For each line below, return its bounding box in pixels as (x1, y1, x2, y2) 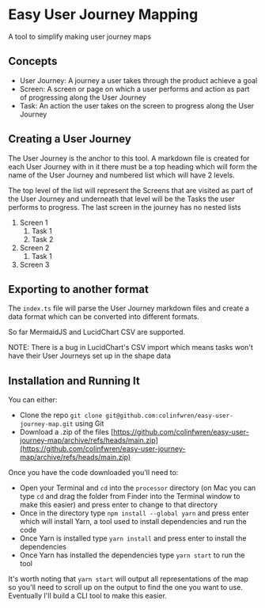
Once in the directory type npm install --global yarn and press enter (19, 508, 249, 518)
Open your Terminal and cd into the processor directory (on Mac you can (19, 483, 256, 492)
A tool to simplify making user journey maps (8, 32, 152, 41)
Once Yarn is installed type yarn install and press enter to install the (19, 534, 247, 543)
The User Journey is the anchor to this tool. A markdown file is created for (8, 153, 250, 163)
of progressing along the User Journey (19, 93, 146, 102)
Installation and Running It (8, 374, 140, 387)
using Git (74, 419, 104, 428)
